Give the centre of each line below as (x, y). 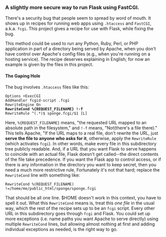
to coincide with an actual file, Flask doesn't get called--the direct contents (82, 154)
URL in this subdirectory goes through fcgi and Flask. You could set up (78, 213)
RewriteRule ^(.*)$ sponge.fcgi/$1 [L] (46, 113)
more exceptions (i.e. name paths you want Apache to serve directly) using (82, 219)
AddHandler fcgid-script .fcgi (37, 100)
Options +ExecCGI (23, 96)
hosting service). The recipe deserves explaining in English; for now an (78, 59)
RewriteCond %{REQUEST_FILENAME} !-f (44, 109)
